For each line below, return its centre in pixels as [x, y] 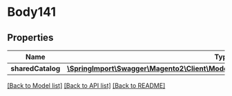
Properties [30, 38]
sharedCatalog [36, 68]
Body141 [32, 12]
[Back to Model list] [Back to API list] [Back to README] [86, 86]
